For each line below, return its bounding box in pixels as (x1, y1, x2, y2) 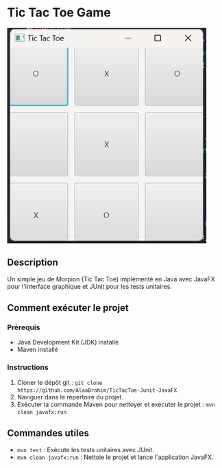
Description (7, 257, 58, 268)
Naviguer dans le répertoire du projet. (16, 393, 123, 401)
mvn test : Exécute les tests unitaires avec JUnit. (16, 445, 154, 454)
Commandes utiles (7, 428, 89, 439)
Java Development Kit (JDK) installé (16, 338, 119, 347)
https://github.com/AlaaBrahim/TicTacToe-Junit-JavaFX (16, 386, 177, 394)
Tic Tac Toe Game (7, 5, 111, 21)
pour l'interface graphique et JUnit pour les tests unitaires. (7, 282, 173, 290)
